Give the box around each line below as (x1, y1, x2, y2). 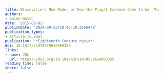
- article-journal (5, 34, 42, 39)
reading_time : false (5, 61, 47, 66)
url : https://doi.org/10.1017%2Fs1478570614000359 (9, 57, 115, 62)
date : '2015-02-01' (5, 20, 45, 26)
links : (5, 47, 19, 52)
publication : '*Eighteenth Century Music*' (5, 39, 95, 44)
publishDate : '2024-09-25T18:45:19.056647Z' (5, 25, 97, 30)
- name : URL (5, 52, 29, 57)
